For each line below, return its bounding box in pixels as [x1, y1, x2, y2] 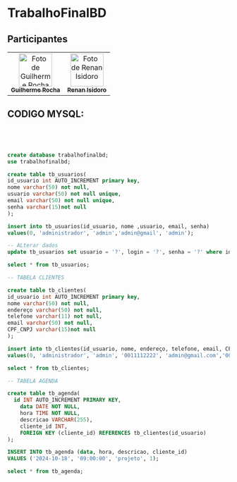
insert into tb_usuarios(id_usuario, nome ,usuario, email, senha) [7, 223, 210, 230]
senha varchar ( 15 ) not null [7, 203, 87, 211]
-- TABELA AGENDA [7, 377, 59, 385]
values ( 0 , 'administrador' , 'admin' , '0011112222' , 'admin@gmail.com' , [7, 352, 222, 359]
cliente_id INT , [20, 423, 68, 430]
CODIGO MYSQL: [7, 108, 85, 121]
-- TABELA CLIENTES [7, 274, 65, 281]
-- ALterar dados [7, 242, 59, 249]
